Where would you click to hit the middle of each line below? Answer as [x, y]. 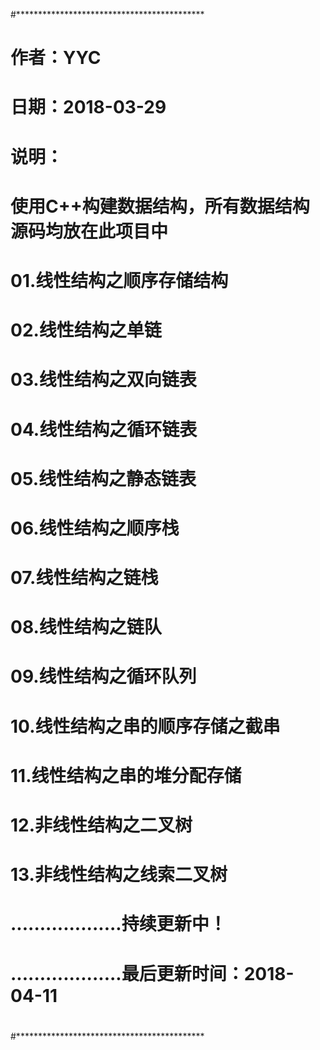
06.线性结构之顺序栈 [95, 528]
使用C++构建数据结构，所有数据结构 [160, 206]
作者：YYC [56, 58]
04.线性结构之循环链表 [104, 429]
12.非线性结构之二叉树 [101, 825]
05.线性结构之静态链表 [103, 478]
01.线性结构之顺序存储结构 [119, 280]
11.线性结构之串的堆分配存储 [126, 775]
